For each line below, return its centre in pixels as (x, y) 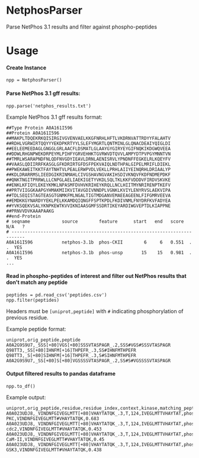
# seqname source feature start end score (95, 221)
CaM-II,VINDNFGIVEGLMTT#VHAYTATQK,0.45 (55, 439)
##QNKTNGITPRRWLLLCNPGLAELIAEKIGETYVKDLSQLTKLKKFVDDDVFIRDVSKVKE (88, 180)
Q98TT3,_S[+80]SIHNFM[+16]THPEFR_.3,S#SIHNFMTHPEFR (71, 355)
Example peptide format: (36, 329)
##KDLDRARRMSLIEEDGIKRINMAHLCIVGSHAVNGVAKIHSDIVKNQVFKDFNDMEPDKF (88, 175)
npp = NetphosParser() (34, 80)
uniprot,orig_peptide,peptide (44, 340)
